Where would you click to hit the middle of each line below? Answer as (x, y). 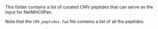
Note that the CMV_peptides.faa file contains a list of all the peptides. (75, 22)
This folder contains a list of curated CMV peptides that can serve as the (79, 7)
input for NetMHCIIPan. (29, 12)
